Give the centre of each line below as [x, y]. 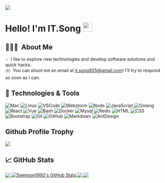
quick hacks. [18, 65]
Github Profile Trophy [39, 132]
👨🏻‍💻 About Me [29, 47]
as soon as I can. [23, 77]
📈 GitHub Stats [30, 160]
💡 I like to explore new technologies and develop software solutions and [80, 59]
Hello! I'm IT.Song [43, 29]
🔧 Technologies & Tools [42, 94]
